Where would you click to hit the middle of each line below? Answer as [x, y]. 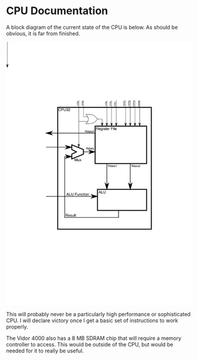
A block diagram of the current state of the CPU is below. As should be [92, 27]
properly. [17, 326]
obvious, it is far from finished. [43, 33]
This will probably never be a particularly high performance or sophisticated [98, 314]
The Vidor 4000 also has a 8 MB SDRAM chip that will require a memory [94, 338]
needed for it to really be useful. [45, 351]
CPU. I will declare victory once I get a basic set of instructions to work [92, 320]
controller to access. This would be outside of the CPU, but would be [90, 344]
